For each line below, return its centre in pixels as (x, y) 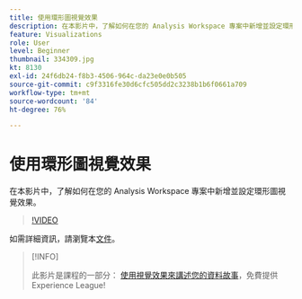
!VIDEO (44, 220)
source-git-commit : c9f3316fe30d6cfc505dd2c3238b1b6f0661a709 (128, 84)
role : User (30, 43)
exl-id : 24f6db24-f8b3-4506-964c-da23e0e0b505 (98, 76)
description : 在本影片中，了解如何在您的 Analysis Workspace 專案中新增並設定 (146, 26)
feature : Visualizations (56, 34)
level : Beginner (40, 51)
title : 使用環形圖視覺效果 (54, 18)
